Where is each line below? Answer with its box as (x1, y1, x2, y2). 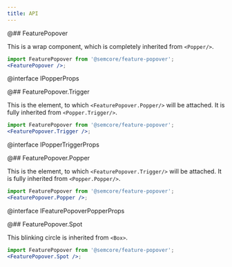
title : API (7, 10, 39, 17)
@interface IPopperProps (7, 74, 79, 83)
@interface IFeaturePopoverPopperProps (7, 206, 125, 215)
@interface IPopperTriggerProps (7, 140, 100, 149)
